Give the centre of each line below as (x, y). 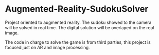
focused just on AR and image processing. (47, 47)
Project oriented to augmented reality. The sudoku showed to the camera (78, 22)
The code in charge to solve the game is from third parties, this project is (78, 42)
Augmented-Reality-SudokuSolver (77, 9)
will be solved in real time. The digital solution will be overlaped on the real (79, 27)
